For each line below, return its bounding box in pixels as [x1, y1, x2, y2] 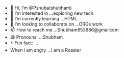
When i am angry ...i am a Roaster [10, 47, 82, 53]
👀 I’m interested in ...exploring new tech [10, 10, 93, 16]
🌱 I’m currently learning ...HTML [10, 16, 78, 21]
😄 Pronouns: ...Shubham [10, 34, 63, 40]
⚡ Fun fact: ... [10, 40, 38, 46]
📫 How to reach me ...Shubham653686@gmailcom [10, 27, 119, 33]
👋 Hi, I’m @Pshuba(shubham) [10, 5, 72, 11]
